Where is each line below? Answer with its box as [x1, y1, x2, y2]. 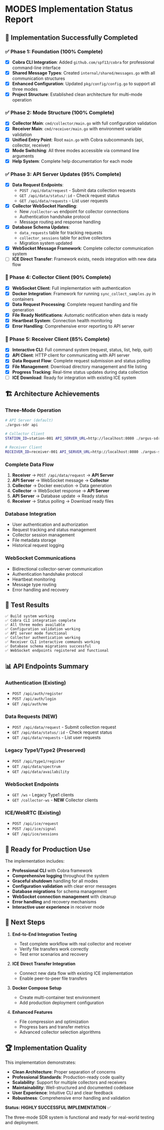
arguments [12, 153, 34, 159]
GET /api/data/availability [12, 769, 69, 774]
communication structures [12, 76, 65, 81]
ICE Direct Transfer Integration [12, 960, 76, 967]
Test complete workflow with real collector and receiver [19, 941, 132, 947]
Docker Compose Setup [12, 985, 62, 991]
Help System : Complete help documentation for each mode [12, 158, 133, 164]
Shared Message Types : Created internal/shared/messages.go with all [12, 70, 155, 76]
